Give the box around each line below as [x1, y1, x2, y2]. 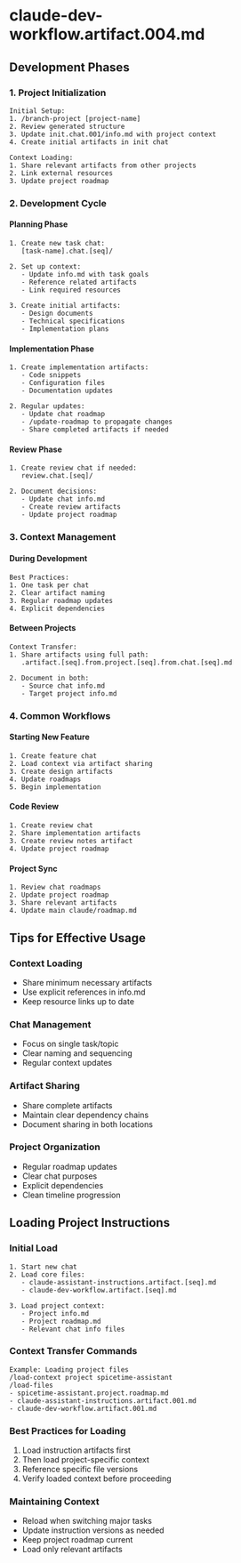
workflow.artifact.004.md [9, 24, 205, 44]
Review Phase [9, 444, 62, 455]
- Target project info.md [20, 689, 117, 698]
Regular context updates [21, 1058, 113, 1068]
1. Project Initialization [9, 86, 107, 99]
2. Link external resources [9, 168, 114, 178]
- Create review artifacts [20, 503, 122, 512]
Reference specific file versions [21, 1464, 139, 1475]
